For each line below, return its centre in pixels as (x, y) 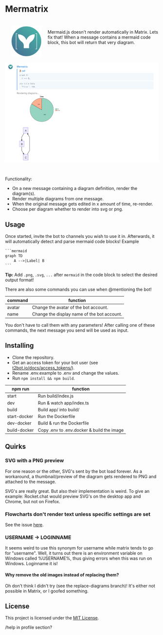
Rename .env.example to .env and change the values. (65, 373)
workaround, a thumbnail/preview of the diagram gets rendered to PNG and (81, 476)
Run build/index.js (56, 396)
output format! (19, 280)
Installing (19, 346)
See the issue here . (24, 525)
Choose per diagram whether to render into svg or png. (67, 209)
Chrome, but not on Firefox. (33, 501)
